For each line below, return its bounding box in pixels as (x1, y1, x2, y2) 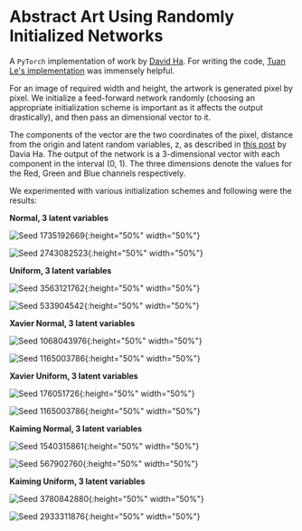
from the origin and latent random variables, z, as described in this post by (9, 139, 288, 150)
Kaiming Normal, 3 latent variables (9, 423, 143, 434)
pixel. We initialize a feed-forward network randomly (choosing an (9, 92, 256, 103)
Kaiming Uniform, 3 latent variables (9, 476, 146, 487)
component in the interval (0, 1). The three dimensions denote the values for (9, 158, 292, 169)
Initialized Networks (9, 25, 164, 46)
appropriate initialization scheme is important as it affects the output (9, 101, 264, 112)
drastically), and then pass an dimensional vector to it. (9, 111, 211, 122)
